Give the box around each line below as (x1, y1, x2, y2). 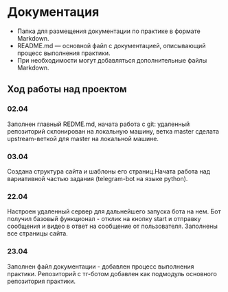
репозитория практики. (7, 277, 76, 285)
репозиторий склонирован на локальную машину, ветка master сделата (7, 127, 220, 135)
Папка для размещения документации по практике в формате (16, 27, 201, 35)
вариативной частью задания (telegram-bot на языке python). (7, 174, 188, 182)
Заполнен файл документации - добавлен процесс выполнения (7, 262, 194, 271)
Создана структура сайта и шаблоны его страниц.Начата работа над (7, 167, 211, 176)
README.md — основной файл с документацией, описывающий (16, 41, 206, 50)
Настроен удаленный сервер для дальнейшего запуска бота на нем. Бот (7, 207, 221, 216)
